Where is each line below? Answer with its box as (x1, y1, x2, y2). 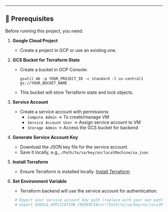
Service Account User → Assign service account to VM (27, 119, 141, 125)
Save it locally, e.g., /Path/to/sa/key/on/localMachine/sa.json (19, 149, 148, 155)
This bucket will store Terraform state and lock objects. (19, 89, 133, 95)
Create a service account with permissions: (19, 108, 109, 115)
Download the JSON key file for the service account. (19, 144, 128, 150)
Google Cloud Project (12, 37, 58, 43)
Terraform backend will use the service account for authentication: (19, 188, 157, 194)
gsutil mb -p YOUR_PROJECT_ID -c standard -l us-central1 (19, 76, 143, 81)
